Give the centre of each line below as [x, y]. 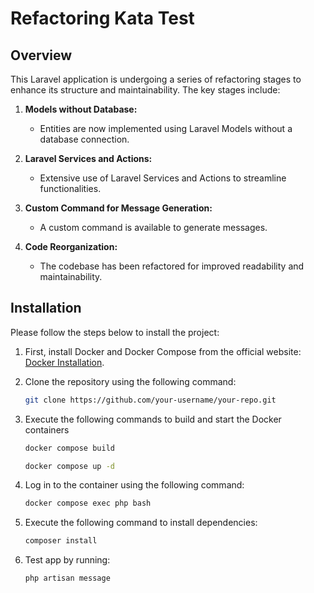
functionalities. [70, 188]
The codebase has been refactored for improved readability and [172, 266]
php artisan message [67, 578]
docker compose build [69, 448]
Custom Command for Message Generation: [118, 208]
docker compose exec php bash [88, 503]
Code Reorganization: [71, 246]
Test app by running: [67, 560]
